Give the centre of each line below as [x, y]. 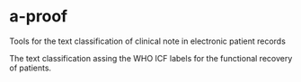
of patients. [31, 68]
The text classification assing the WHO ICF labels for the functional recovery [151, 58]
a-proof [39, 16]
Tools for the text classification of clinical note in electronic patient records [147, 41]
